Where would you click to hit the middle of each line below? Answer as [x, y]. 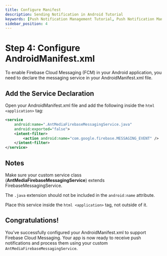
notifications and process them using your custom [57, 243]
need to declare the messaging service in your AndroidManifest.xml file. [79, 78]
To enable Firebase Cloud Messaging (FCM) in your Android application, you [83, 73]
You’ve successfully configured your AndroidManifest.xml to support [76, 232]
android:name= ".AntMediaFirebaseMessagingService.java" [73, 124]
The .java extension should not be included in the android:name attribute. [80, 195]
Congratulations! [32, 220]
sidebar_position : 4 [27, 24]
